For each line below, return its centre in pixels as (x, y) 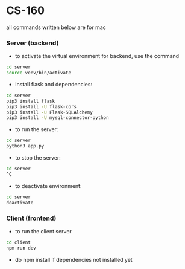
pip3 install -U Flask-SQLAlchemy (50, 112)
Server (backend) (33, 43)
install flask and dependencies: (53, 84)
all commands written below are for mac (56, 27)
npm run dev (21, 248)
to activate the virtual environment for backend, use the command (97, 56)
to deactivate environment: (48, 186)
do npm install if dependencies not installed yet (74, 259)
